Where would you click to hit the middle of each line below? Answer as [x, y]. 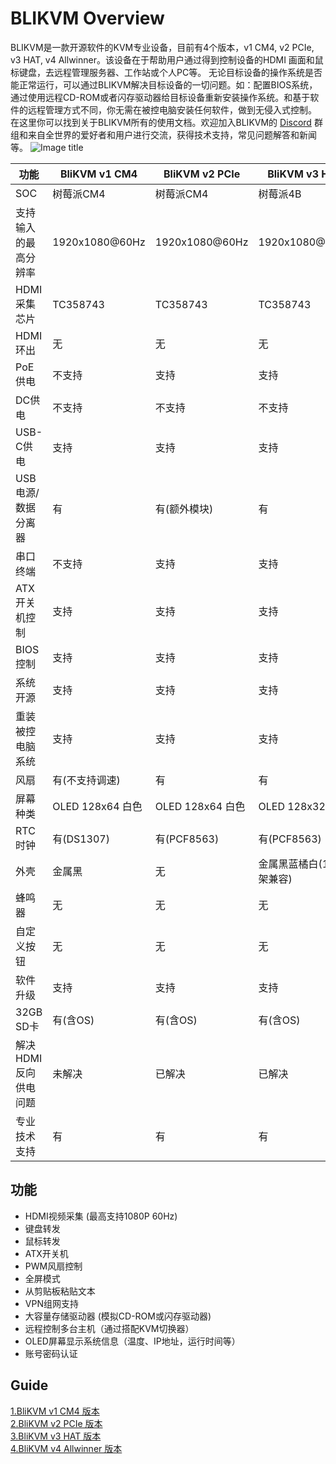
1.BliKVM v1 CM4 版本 [55, 1411]
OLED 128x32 [292, 806]
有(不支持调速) [86, 780]
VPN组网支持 [51, 1303]
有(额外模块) [184, 509]
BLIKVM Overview [87, 18]
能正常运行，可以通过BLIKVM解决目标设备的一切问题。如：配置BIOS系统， [164, 84]
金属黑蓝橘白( [290, 864]
